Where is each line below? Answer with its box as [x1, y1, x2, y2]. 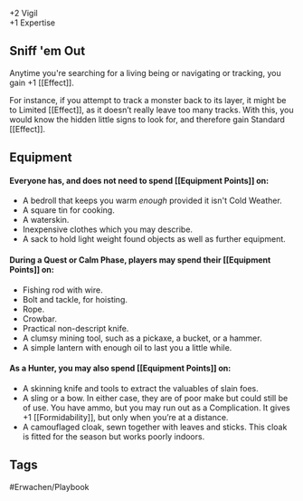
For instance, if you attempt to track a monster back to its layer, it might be [9, 94, 287, 105]
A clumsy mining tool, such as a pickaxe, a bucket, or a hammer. [22, 332, 262, 343]
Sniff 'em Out [9, 43, 86, 59]
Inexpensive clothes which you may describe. [22, 224, 193, 235]
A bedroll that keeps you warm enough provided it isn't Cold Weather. [22, 195, 282, 207]
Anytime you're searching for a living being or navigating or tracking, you [9, 67, 282, 78]
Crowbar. [22, 313, 57, 324]
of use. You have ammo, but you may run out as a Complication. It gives [22, 402, 291, 413]
